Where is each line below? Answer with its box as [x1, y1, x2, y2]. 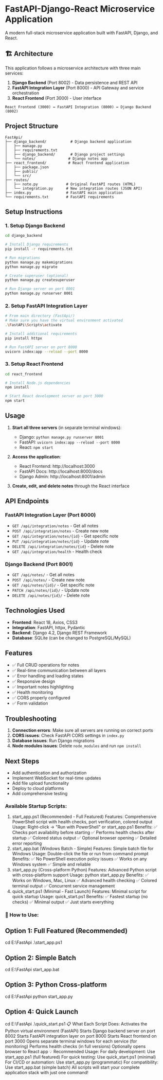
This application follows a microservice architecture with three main [5, 65, 141, 71]
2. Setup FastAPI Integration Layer [5, 302, 88, 309]
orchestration [12, 90, 39, 96]
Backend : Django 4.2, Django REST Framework [12, 630, 107, 636]
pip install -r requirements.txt [5, 247, 73, 251]
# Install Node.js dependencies [5, 380, 71, 385]
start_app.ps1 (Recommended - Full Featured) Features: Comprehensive [12, 814, 157, 820]
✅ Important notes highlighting [12, 684, 74, 690]
